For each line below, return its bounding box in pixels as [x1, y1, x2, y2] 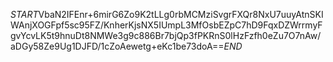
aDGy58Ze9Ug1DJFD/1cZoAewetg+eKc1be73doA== [10, 40, 225, 52]
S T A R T [10, 9, 39, 20]
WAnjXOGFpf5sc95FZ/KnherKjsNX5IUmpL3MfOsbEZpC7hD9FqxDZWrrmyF [10, 19, 323, 31]
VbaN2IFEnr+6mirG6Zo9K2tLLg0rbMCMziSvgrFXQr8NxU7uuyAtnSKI [38, 9, 324, 20]
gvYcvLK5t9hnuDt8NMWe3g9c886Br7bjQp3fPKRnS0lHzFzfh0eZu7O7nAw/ [10, 30, 322, 41]
